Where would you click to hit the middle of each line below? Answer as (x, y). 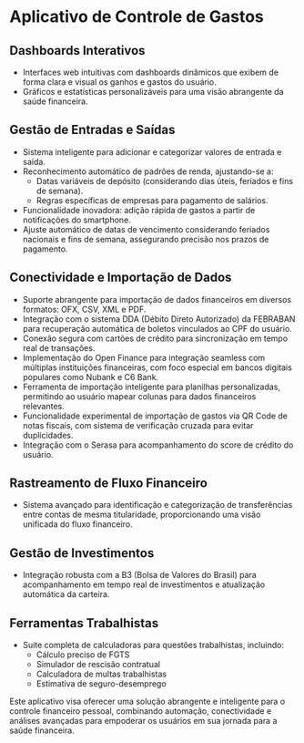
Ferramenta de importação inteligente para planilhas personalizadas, (151, 387)
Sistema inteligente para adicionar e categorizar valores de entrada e (152, 151)
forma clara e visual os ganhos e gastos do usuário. (119, 82)
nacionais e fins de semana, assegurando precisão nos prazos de (146, 239)
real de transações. (59, 347)
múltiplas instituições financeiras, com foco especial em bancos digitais (157, 367)
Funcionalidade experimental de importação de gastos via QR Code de (155, 416)
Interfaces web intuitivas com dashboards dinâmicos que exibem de (151, 72)
